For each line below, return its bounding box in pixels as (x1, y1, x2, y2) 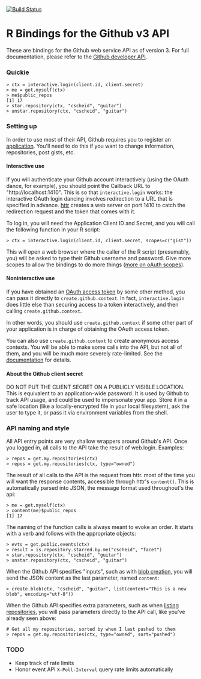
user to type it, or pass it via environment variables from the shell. (6, 409, 169, 416)
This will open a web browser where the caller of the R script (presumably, (6, 248, 190, 255)
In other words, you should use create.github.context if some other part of (6, 319, 193, 326)
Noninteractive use (6, 275, 55, 282)
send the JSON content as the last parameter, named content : (6, 574, 160, 581)
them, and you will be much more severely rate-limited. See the (6, 349, 163, 357)
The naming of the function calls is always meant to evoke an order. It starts (6, 524, 194, 531)
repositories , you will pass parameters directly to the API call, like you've (6, 609, 185, 616)
